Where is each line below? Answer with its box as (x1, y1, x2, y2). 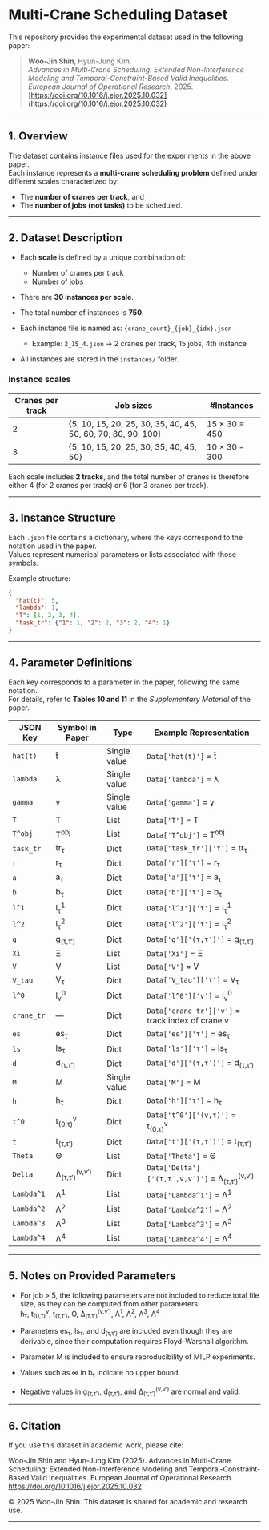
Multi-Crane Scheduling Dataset (8, 6, 228, 24)
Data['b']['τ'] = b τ (147, 886, 223, 898)
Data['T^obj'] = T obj (147, 827, 225, 841)
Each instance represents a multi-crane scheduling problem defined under (8, 168, 259, 177)
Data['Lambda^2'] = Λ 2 (147, 1202, 232, 1215)
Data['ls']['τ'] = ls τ (147, 1042, 228, 1056)
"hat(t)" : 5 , (15, 596, 59, 604)
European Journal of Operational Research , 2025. (27, 82, 194, 91)
